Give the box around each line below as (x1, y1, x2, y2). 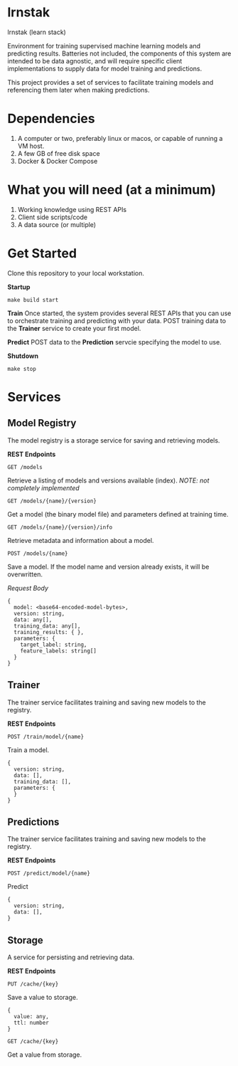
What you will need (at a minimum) (7, 182, 217, 198)
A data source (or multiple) (17, 220, 97, 228)
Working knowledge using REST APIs (17, 205, 126, 213)
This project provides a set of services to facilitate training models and (7, 78, 214, 86)
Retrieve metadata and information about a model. (7, 536, 154, 544)
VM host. (17, 142, 45, 150)
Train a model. (7, 745, 50, 754)
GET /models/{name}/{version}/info (7, 524, 113, 531)
